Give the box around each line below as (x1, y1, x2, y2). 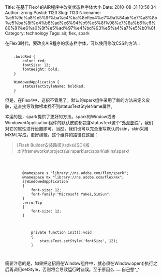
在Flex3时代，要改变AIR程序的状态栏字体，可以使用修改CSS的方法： (5, 40, 142, 46)
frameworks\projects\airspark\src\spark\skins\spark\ (24, 148, 130, 154)
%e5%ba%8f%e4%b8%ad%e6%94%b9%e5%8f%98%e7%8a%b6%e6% (5, 20, 156, 26)
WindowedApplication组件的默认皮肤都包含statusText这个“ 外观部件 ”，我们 (5, 120, 154, 125)
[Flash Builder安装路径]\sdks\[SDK (16, 142, 86, 148)
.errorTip (22, 200, 42, 205)
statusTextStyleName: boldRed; (22, 84, 86, 89)
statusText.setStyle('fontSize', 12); (39, 239, 118, 244)
